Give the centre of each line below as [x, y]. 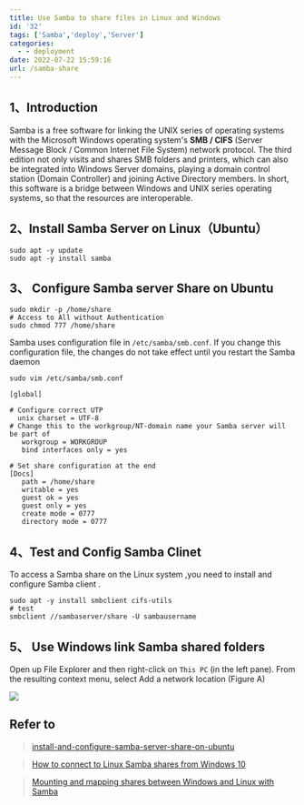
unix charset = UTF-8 [59, 418]
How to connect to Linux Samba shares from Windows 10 [139, 764]
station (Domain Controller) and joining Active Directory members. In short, [149, 178]
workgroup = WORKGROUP [64, 442]
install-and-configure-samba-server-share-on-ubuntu [133, 746]
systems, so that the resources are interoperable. [101, 197]
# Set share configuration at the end [83, 466]
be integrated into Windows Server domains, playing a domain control [140, 168]
